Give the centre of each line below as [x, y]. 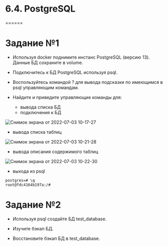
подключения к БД [41, 112]
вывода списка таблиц [37, 132]
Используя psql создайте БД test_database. [59, 219]
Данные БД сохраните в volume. [48, 62]
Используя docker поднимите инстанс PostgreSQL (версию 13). [81, 57]
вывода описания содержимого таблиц [55, 152]
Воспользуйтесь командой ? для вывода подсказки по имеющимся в [88, 82]
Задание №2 [33, 205]
